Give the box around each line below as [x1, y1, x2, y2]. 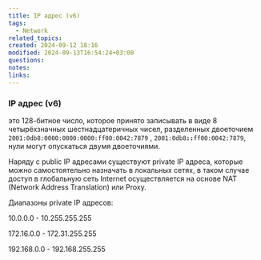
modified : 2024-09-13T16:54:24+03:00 [8, 49, 135, 57]
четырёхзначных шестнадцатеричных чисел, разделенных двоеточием [8, 124, 254, 134]
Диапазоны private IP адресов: [8, 198, 114, 207]
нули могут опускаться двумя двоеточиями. [8, 141, 160, 150]
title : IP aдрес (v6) [8, 11, 81, 20]
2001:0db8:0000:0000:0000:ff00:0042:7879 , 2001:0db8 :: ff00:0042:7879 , [8, 133, 247, 142]
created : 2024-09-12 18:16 [8, 42, 98, 50]
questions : [8, 57, 45, 65]
